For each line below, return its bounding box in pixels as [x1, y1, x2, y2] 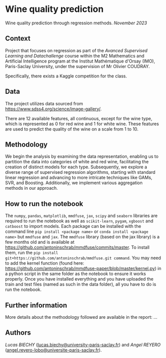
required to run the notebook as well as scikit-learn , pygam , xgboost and [5, 218, 154, 224]
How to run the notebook [5, 200, 83, 208]
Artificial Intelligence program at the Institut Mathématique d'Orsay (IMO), [5, 58, 155, 64]
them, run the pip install [5, 250, 58, 256]
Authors [5, 329, 31, 337]
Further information [5, 301, 67, 309]
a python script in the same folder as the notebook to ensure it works [5, 271, 146, 277]
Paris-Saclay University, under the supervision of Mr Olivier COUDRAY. [5, 63, 150, 69]
